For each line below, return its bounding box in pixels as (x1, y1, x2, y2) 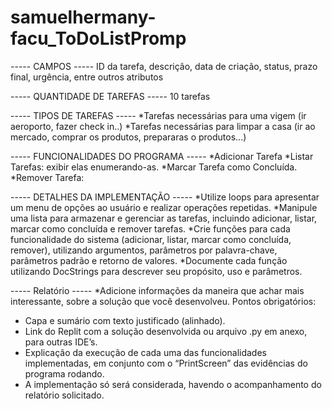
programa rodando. (24, 367, 105, 380)
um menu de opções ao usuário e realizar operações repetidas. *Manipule (10, 201, 318, 213)
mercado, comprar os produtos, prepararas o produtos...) (10, 131, 247, 143)
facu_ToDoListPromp (10, 27, 187, 50)
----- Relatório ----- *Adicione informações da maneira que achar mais (10, 284, 305, 296)
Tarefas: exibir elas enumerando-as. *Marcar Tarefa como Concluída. (10, 161, 298, 173)
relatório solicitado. (24, 389, 105, 401)
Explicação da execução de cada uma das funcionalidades (24, 346, 267, 358)
